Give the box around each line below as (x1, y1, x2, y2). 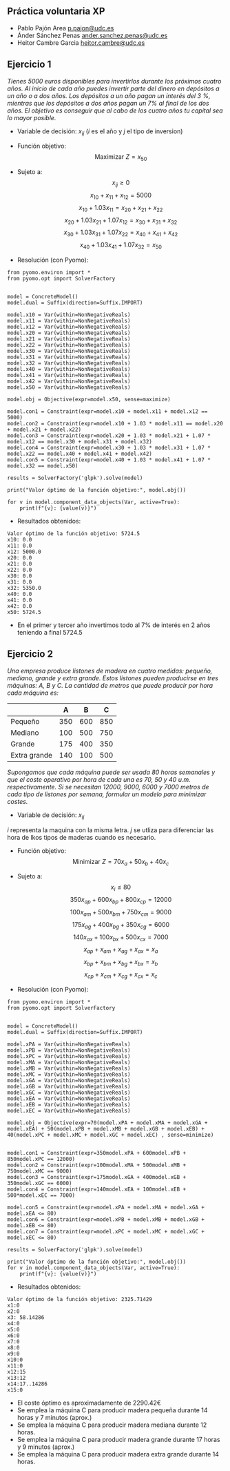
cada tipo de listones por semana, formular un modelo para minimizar (7, 790, 207, 798)
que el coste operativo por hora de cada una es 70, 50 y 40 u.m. (7, 775, 191, 783)
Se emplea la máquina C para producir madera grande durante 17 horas (17, 1435, 220, 1443)
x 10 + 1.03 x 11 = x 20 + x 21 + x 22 (79, 203, 163, 213)
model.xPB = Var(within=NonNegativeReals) (7, 1046, 131, 1054)
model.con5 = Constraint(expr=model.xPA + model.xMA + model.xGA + (7, 1204, 205, 1211)
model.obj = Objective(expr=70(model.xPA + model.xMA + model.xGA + (7, 1119, 208, 1126)
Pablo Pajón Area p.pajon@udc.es (17, 23, 114, 32)
